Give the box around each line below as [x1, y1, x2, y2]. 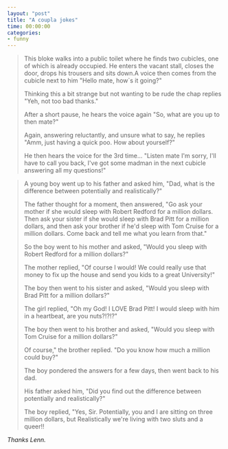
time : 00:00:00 [7, 23, 51, 30]
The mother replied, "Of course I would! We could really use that [23, 263, 207, 272]
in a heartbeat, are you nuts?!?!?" [23, 312, 118, 320]
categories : [7, 29, 41, 36]
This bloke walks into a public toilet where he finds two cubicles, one [23, 54, 219, 63]
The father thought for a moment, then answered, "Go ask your [23, 200, 203, 208]
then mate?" [23, 118, 59, 126]
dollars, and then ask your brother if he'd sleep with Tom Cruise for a [23, 222, 219, 230]
